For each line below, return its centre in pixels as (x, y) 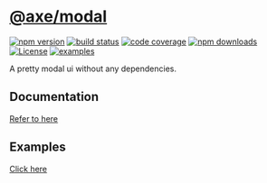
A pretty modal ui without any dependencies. (93, 69)
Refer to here (34, 118)
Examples (38, 147)
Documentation (54, 97)
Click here (29, 169)
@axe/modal (58, 17)
